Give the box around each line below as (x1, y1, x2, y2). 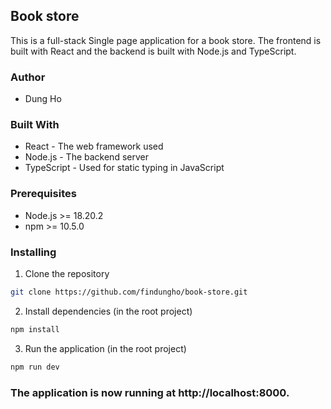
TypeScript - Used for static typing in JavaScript (24, 162, 225, 174)
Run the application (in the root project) (24, 342, 187, 354)
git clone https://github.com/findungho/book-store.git (10, 287, 248, 297)
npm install (10, 324, 60, 334)
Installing (10, 245, 57, 259)
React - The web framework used (24, 140, 164, 153)
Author (10, 70, 46, 84)
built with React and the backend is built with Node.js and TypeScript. (10, 45, 297, 57)
